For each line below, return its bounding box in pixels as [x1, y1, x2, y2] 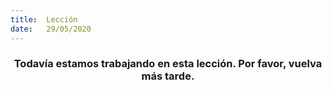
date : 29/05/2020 [10, 24, 92, 34]
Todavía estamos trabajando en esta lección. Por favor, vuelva [13, 57, 323, 71]
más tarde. [141, 69, 195, 83]
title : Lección [10, 14, 78, 25]
